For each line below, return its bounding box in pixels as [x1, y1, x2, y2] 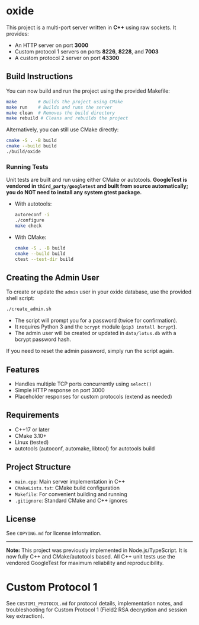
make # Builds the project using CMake [6, 99, 123, 105]
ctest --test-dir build [14, 256, 74, 262]
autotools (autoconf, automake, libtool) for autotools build [14, 444, 155, 452]
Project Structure [6, 462, 71, 472]
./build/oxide [6, 149, 41, 154]
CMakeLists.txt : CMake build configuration [14, 484, 120, 491]
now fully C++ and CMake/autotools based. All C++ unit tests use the [6, 553, 176, 560]
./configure [14, 217, 44, 223]
